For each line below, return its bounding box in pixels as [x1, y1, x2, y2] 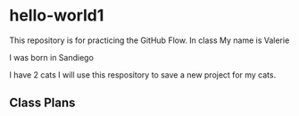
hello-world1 [9, 5, 104, 26]
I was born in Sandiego [9, 52, 94, 62]
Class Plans [9, 95, 76, 111]
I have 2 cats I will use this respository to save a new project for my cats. [9, 69, 277, 80]
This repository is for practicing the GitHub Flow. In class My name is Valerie [9, 35, 290, 46]
